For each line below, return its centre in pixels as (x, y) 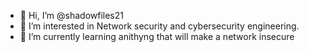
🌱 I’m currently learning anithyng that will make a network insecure (157, 36)
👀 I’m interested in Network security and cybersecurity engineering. (159, 26)
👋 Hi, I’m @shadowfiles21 (71, 15)
